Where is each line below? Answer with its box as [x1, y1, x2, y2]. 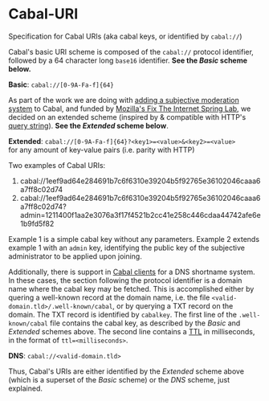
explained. [8, 383, 43, 393]
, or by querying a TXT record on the [112, 301, 234, 310]
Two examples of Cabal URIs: [8, 160, 106, 170]
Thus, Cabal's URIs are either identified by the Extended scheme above [8, 366, 245, 376]
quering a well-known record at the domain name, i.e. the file [8, 293, 210, 302]
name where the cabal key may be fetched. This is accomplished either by [8, 284, 255, 293]
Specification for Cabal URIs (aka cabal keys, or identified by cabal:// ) [8, 31, 243, 41]
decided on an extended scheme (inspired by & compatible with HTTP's [8, 112, 247, 121]
